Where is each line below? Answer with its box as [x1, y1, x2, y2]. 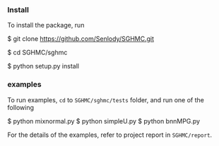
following [7, 103, 34, 111]
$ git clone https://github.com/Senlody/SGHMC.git [7, 35, 154, 43]
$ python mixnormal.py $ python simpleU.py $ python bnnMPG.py [7, 116, 200, 125]
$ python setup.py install [7, 62, 80, 71]
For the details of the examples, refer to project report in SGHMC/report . [7, 130, 213, 139]
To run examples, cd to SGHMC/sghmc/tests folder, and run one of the [7, 95, 205, 104]
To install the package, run [7, 21, 85, 30]
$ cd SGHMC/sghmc [7, 48, 68, 57]
